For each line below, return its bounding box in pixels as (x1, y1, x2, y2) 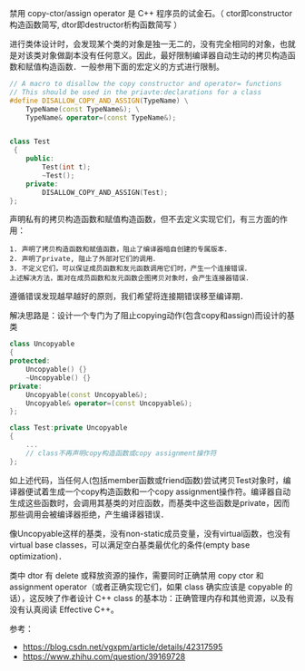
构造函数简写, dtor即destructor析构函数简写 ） (9, 19, 182, 30)
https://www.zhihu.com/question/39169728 (22, 651, 186, 662)
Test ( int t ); (42, 162, 92, 171)
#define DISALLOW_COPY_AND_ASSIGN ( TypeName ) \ (9, 96, 189, 105)
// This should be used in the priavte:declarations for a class (9, 87, 261, 97)
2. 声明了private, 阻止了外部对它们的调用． (9, 255, 161, 264)
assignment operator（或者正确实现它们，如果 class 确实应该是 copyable (9, 581, 283, 592)
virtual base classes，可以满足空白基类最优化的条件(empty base (9, 539, 251, 550)
